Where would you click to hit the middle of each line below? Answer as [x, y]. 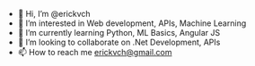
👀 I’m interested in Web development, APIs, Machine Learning [132, 23]
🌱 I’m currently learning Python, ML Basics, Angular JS [119, 33]
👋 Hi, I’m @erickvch [54, 14]
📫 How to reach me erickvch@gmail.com [95, 52]
